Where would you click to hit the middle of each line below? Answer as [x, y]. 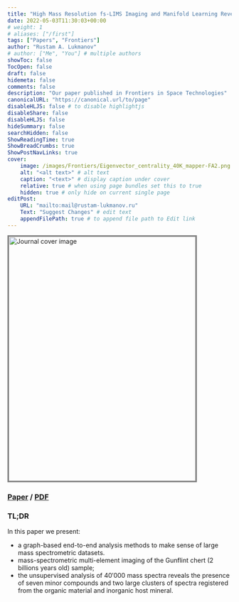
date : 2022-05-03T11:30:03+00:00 [57, 21]
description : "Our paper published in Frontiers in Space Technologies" [117, 93]
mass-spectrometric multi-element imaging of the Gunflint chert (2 [116, 560]
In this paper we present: [44, 531]
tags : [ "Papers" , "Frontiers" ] [54, 41]
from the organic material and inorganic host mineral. [95, 590]
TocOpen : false [30, 67]
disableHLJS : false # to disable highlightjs [76, 107]
